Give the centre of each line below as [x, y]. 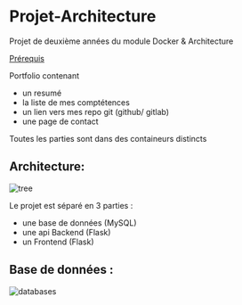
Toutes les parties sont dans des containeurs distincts [108, 138]
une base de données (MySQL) [79, 223]
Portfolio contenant [44, 75]
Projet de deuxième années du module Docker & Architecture [121, 41]
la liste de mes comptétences [76, 102]
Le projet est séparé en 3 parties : [71, 205]
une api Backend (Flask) [66, 232]
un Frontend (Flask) [58, 242]
